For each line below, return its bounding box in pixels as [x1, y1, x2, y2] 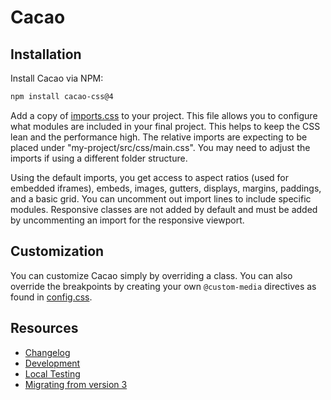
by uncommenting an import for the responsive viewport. [10, 214, 245, 226]
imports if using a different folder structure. [10, 152, 188, 164]
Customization [10, 243, 105, 260]
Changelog [24, 346, 71, 358]
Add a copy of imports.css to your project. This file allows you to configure [10, 109, 318, 121]
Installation [10, 46, 82, 63]
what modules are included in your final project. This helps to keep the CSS [10, 120, 321, 132]
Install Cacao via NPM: [10, 72, 104, 84]
